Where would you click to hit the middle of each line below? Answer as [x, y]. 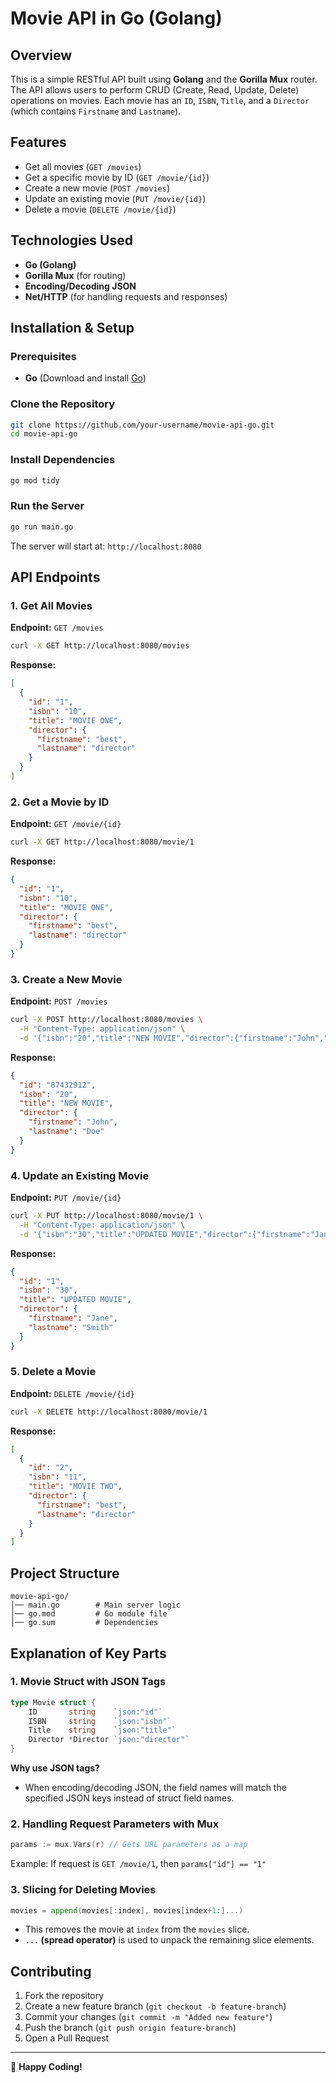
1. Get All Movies [51, 606]
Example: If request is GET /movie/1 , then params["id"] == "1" [138, 1864]
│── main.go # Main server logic [96, 1605]
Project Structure [65, 1573]
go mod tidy [35, 480]
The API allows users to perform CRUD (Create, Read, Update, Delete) [155, 90]
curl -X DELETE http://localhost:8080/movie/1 [109, 1412]
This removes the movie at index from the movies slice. [137, 1929]
